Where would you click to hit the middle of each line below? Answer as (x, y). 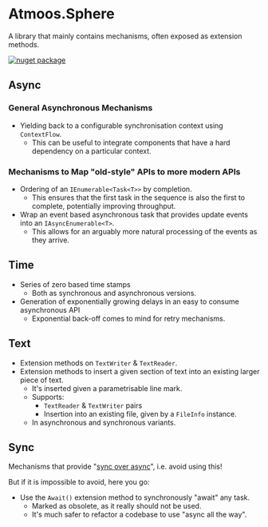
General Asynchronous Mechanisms (81, 108)
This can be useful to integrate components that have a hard (131, 142)
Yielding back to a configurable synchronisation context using (121, 126)
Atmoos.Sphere (61, 14)
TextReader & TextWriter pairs (93, 405)
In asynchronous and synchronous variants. (104, 422)
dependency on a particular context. (91, 151)
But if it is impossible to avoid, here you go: (79, 482)
